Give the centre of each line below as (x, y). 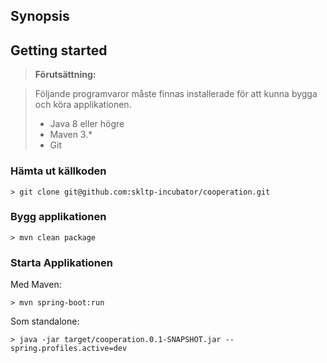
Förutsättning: (65, 75)
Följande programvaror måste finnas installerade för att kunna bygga (176, 94)
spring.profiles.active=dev (69, 349)
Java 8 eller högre (87, 124)
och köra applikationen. (83, 105)
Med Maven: (36, 285)
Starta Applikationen (61, 262)
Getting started (59, 50)
